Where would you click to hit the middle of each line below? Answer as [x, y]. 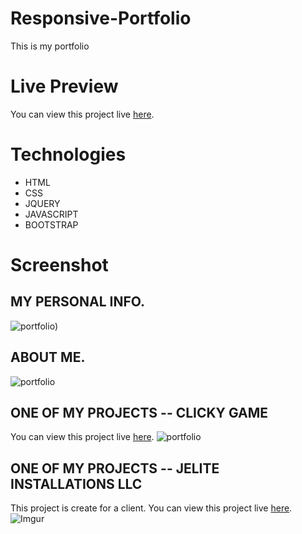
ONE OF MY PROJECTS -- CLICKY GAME [139, 413]
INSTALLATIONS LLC [76, 483]
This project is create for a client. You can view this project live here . [151, 508]
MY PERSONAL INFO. [78, 302]
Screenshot [59, 265]
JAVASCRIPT [51, 214]
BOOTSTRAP [51, 224]
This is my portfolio [50, 46]
